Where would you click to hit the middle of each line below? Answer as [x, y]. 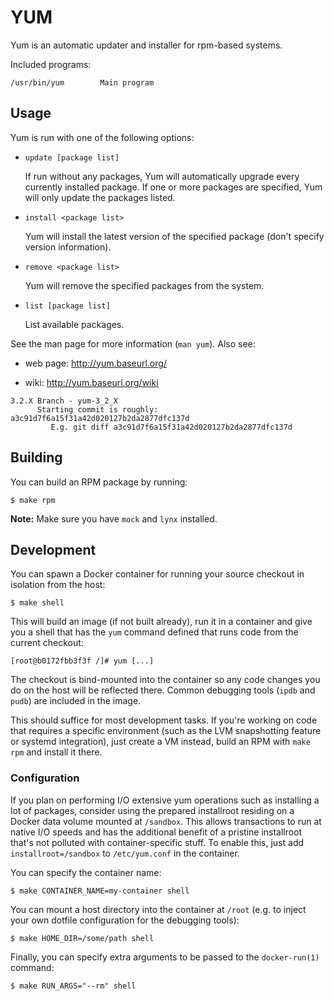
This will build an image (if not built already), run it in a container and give [161, 622]
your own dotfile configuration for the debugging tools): [125, 920]
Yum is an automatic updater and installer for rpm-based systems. [146, 45]
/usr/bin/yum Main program [82, 82]
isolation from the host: [58, 585]
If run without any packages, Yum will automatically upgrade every [162, 176]
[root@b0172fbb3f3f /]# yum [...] [82, 661]
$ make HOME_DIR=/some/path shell [82, 938]
